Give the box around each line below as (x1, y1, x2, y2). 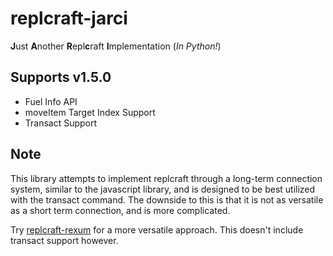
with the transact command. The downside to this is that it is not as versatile (10, 193, 324, 206)
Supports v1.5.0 (10, 69, 112, 86)
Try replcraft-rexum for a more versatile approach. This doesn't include (10, 223, 304, 236)
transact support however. (10, 234, 119, 246)
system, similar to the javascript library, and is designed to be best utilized (10, 183, 316, 195)
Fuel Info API (24, 95, 78, 107)
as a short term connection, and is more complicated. (10, 204, 231, 216)
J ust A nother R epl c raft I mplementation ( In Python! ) (10, 40, 222, 52)
